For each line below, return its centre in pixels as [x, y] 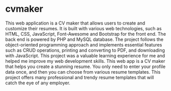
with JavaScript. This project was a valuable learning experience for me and [85, 55]
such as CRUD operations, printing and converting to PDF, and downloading [85, 50]
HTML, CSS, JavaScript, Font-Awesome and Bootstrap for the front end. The [86, 34]
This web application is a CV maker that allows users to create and [75, 23]
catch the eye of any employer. [38, 83]
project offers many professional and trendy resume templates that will [80, 77]
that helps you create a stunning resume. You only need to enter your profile [86, 66]
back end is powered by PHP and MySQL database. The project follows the [84, 39]
